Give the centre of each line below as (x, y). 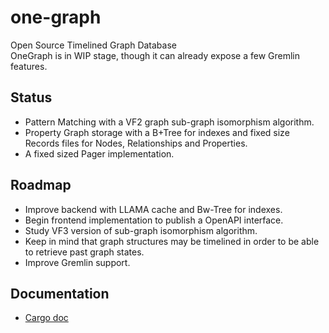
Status (31, 97)
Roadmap (41, 185)
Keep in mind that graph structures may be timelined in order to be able (172, 241)
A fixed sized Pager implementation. (99, 153)
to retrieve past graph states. (84, 252)
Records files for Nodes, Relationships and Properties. (136, 143)
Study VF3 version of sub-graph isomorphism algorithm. (141, 230)
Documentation (60, 293)
